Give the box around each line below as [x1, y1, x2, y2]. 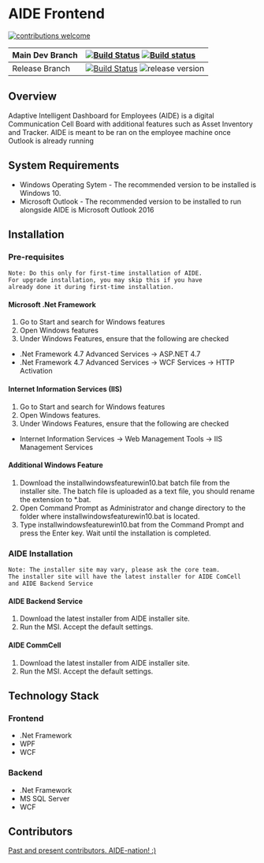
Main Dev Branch [12, 49, 78, 60]
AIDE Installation [8, 548, 73, 559]
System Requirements [8, 159, 120, 172]
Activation [19, 366, 53, 376]
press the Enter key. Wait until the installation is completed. [19, 528, 211, 538]
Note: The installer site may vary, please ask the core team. [8, 566, 221, 574]
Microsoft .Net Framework [8, 299, 96, 309]
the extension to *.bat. [19, 494, 91, 504]
